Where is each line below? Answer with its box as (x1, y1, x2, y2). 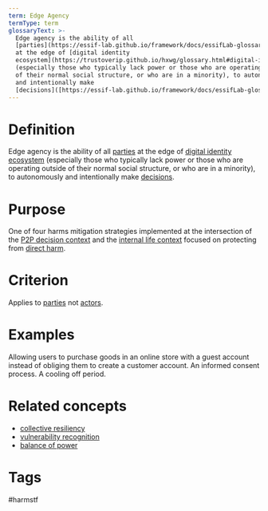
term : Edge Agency (8, 11, 69, 20)
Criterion (8, 271, 69, 290)
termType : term (8, 19, 59, 27)
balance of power (19, 441, 78, 450)
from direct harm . (8, 244, 66, 253)
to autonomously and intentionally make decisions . (8, 172, 175, 182)
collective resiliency (19, 424, 85, 434)
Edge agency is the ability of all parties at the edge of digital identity (8, 147, 232, 156)
